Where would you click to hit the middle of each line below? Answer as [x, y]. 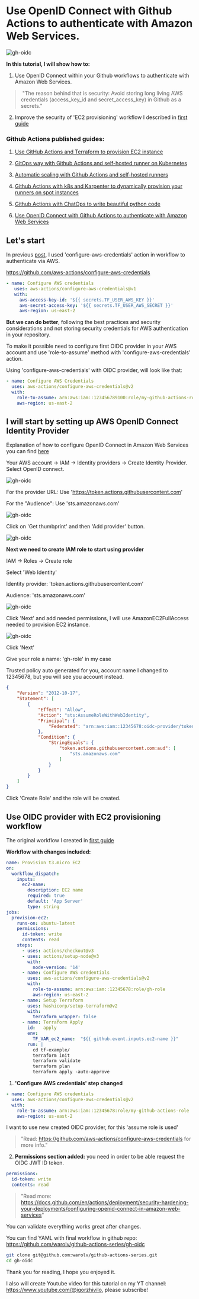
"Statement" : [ [36, 699]
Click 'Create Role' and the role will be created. [63, 798]
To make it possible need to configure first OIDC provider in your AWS [92, 346]
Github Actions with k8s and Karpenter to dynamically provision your [99, 186]
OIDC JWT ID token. [39, 1163]
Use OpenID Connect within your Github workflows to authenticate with [102, 75]
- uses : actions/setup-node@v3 [60, 956]
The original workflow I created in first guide [60, 840]
